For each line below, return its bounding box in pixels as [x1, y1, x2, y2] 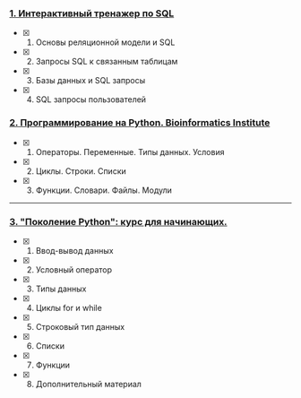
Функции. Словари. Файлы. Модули [35, 185, 173, 195]
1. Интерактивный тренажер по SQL [9, 7, 175, 20]
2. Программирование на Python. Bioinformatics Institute [9, 117, 271, 129]
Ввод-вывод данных [35, 245, 114, 255]
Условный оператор [35, 264, 113, 275]
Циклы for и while [35, 302, 103, 313]
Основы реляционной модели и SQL [35, 37, 176, 48]
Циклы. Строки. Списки [35, 165, 127, 177]
